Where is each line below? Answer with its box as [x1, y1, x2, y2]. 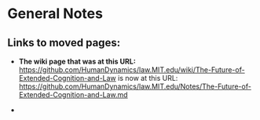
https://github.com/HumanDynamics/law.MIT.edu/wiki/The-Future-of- [18, 65, 245, 75]
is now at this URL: [118, 74, 178, 82]
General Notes [7, 5, 104, 23]
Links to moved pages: [7, 36, 121, 49]
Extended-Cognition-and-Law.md [18, 90, 128, 99]
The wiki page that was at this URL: [18, 56, 137, 66]
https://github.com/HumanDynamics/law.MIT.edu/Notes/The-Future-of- [18, 82, 252, 91]
